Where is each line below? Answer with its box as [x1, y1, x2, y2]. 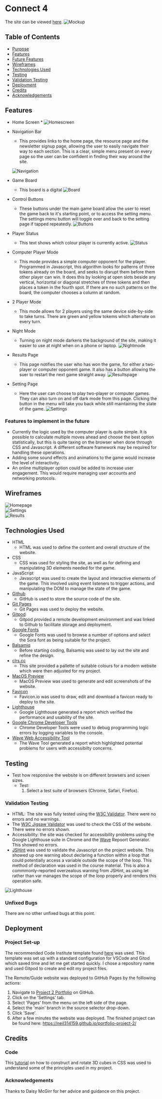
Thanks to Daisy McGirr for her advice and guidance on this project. [5, 1088, 140, 1094]
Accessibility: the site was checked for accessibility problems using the [12, 831, 155, 837]
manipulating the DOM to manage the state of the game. [19, 586, 132, 591]
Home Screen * [12, 119, 43, 125]
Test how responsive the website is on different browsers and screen [12, 772, 150, 778]
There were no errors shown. [12, 826, 70, 832]
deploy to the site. [19, 699, 56, 705]
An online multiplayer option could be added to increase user [12, 465, 134, 471]
